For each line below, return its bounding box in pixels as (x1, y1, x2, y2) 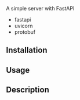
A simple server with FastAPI (6, 5, 75, 12)
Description (6, 85, 49, 95)
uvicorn (14, 23, 33, 29)
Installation (6, 45, 48, 55)
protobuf (14, 28, 36, 35)
